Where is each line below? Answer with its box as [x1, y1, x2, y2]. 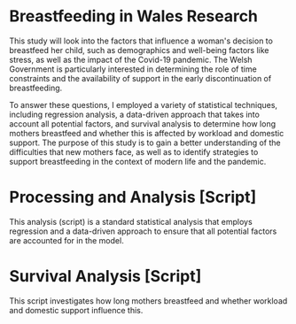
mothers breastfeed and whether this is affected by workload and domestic [9, 127, 284, 138]
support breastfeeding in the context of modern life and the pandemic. [9, 156, 267, 166]
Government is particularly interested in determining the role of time [9, 64, 257, 74]
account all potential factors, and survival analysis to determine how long [9, 118, 277, 129]
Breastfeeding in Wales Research [9, 6, 259, 27]
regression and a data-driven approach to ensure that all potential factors [9, 226, 277, 236]
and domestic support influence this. [9, 305, 144, 315]
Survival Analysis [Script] [9, 266, 202, 287]
